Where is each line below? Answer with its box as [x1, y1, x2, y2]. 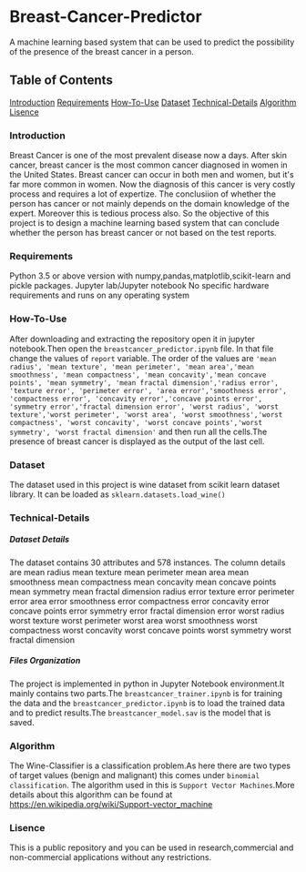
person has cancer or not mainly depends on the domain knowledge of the [9, 198, 290, 209]
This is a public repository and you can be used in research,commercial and [9, 842, 294, 853]
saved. [9, 716, 35, 727]
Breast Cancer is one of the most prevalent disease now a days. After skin [9, 150, 287, 161]
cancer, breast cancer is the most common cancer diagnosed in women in [9, 159, 289, 170]
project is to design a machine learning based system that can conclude [9, 218, 280, 228]
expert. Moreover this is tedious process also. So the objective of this [9, 208, 270, 219]
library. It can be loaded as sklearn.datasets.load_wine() [9, 489, 226, 500]
